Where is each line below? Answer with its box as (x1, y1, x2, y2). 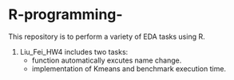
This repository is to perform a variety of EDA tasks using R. (8, 32, 205, 41)
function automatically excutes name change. (31, 55, 182, 65)
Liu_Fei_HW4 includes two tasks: (19, 47, 129, 56)
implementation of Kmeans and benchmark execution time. (31, 63, 226, 73)
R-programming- (8, 6, 123, 24)
